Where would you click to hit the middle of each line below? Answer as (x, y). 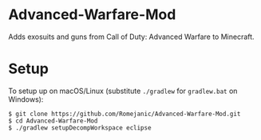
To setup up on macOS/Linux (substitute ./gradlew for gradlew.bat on (123, 91)
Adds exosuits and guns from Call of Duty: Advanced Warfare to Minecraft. (131, 37)
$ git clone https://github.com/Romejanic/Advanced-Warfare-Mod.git (125, 114)
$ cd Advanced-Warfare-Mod (53, 121)
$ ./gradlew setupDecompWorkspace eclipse (80, 128)
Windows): (26, 99)
